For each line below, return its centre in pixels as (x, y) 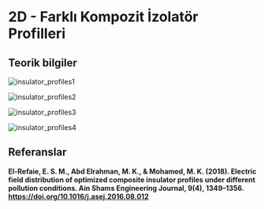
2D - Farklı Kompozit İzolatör (103, 17)
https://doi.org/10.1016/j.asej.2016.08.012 (78, 196)
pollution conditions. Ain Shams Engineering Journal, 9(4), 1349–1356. (126, 188)
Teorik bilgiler (43, 63)
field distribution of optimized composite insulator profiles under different (132, 179)
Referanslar (37, 153)
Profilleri (37, 34)
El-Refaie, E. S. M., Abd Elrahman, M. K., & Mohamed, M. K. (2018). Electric (132, 171)
